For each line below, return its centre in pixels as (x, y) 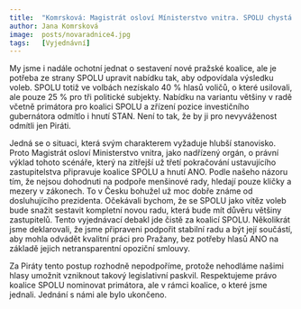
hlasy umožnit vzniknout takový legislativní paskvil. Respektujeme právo (143, 276)
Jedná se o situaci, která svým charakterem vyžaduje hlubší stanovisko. (143, 143)
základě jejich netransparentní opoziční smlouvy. (100, 249)
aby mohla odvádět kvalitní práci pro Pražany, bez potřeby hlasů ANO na (144, 239)
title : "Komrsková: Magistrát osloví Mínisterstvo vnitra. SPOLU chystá (151, 18)
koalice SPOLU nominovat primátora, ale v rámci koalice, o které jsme (138, 286)
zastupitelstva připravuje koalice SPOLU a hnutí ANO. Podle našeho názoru (149, 172)
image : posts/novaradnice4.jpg (70, 34)
